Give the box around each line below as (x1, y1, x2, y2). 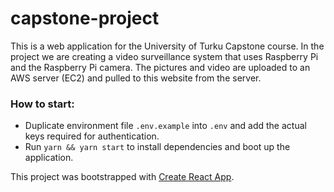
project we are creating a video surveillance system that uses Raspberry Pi (10, 50, 319, 62)
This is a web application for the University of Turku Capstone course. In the (10, 40, 325, 52)
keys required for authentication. (24, 130, 160, 142)
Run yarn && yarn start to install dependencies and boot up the (24, 141, 291, 153)
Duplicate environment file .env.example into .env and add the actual (24, 120, 307, 132)
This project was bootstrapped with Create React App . (10, 171, 235, 183)
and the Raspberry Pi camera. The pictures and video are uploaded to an (10, 61, 311, 73)
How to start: (10, 97, 75, 111)
